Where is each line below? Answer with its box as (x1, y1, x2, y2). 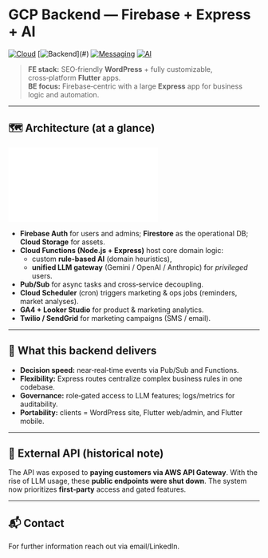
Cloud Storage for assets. (19, 237, 105, 247)
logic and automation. (27, 89, 100, 99)
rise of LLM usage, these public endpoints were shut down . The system (8, 477, 247, 486)
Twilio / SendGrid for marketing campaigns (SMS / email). (19, 313, 211, 323)
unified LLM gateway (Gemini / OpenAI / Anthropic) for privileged (31, 262, 249, 272)
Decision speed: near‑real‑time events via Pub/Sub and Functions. (19, 365, 239, 374)
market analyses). (19, 296, 79, 306)
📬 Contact (8, 516, 65, 530)
